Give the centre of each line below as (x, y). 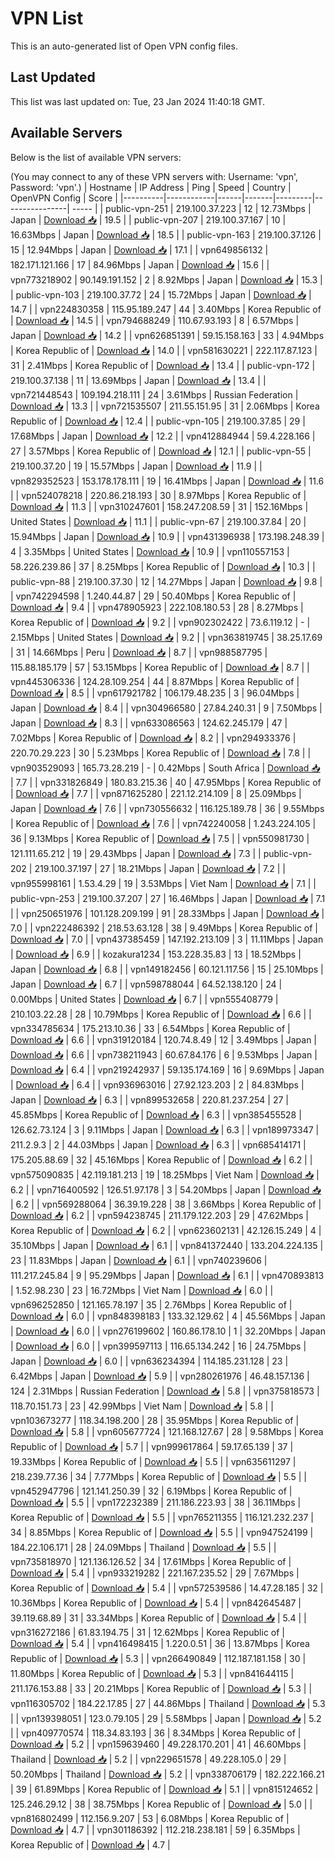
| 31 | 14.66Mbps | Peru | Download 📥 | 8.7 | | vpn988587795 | (139, 652)
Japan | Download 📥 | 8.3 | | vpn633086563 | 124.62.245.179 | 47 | (149, 723)
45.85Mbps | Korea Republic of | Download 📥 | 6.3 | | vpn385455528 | (156, 1114)
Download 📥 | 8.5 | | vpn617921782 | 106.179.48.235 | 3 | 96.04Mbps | (155, 693)
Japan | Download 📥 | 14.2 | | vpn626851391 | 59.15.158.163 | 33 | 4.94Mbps (167, 335)
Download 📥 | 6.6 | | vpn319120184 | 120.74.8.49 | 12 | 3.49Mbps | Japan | (164, 1039)
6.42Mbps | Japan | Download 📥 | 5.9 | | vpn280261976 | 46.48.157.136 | (160, 1376)
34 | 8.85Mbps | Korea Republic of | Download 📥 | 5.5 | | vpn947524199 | (162, 1532)
